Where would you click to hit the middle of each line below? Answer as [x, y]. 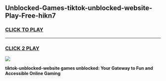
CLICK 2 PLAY [22, 48]
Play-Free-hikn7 [30, 16]
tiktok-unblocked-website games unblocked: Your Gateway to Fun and [79, 68]
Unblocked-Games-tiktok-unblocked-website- [79, 8]
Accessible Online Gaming [33, 73]
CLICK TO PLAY [24, 30]
